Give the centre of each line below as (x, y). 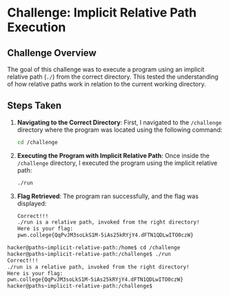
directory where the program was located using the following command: (120, 130)
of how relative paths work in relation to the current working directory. (107, 84)
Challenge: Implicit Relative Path (102, 13)
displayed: (32, 203)
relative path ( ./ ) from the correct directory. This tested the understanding (113, 77)
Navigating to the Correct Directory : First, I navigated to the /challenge (119, 122)
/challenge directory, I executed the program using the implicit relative (117, 163)
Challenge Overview (52, 53)
